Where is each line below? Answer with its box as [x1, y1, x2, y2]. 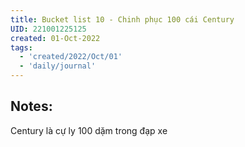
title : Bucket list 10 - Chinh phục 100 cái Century [10, 14, 235, 25]
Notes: [10, 98, 53, 115]
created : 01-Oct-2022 [10, 33, 101, 43]
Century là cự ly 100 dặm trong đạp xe [10, 124, 168, 136]
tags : [10, 42, 33, 53]
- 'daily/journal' [19, 61, 97, 71]
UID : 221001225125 [10, 24, 87, 34]
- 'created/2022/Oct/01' [19, 52, 123, 62]
